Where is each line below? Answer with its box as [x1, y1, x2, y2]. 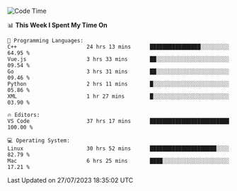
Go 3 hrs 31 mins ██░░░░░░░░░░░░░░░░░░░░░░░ [7, 68, 230, 75]
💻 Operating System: [7, 137, 71, 144]
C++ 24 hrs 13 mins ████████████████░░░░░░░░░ [7, 43, 230, 50]
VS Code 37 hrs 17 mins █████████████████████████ [7, 117, 230, 125]
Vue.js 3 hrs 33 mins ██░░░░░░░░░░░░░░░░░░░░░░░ [7, 56, 230, 63]
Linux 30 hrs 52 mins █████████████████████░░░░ [7, 145, 230, 152]
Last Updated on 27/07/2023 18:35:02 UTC [7, 176, 134, 184]
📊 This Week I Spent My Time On [7, 21, 108, 29]
